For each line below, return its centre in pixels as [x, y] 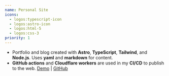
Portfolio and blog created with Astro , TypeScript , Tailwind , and [80, 52]
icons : [12, 15]
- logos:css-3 [24, 33]
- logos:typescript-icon [36, 19]
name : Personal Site [27, 10]
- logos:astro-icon [30, 24]
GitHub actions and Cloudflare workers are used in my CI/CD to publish [88, 63]
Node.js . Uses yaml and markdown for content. [62, 57]
